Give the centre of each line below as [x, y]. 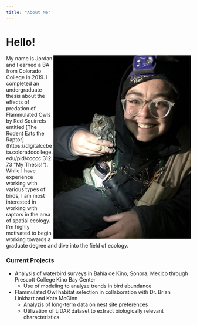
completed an [23, 83]
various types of [26, 189]
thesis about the [26, 96]
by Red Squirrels [26, 121]
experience [20, 177]
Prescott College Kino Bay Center [55, 279]
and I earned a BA [28, 65]
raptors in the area [28, 214]
